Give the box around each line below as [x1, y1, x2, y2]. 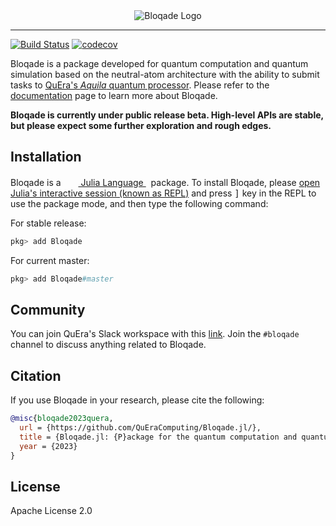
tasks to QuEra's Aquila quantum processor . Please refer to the [10, 79, 270, 91]
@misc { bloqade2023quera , [10, 414, 114, 424]
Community [10, 301, 86, 318]
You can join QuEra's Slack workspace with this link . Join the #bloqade [10, 328, 300, 340]
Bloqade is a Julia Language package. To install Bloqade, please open [10, 176, 321, 188]
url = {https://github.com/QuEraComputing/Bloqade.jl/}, [19, 423, 262, 433]
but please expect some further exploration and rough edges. [10, 120, 272, 131]
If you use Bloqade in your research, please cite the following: [10, 394, 265, 406]
